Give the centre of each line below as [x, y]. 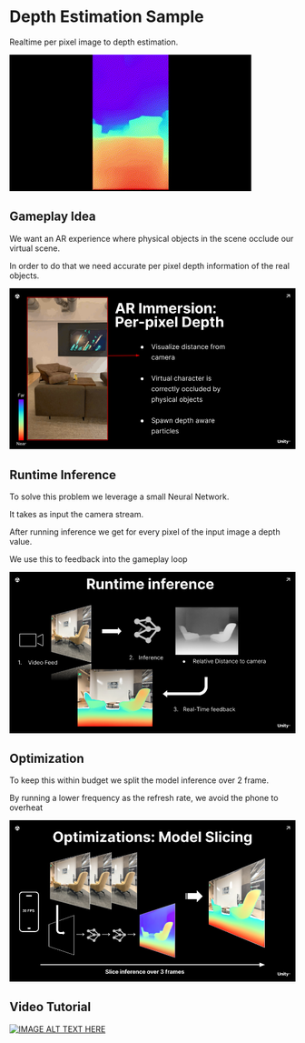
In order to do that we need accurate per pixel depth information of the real [150, 266]
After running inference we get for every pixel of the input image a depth [145, 532]
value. [21, 542]
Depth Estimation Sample [107, 17]
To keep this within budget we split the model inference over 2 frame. [139, 780]
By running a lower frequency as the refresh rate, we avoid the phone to [144, 798]
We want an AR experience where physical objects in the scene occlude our [152, 238]
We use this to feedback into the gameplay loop [98, 559]
